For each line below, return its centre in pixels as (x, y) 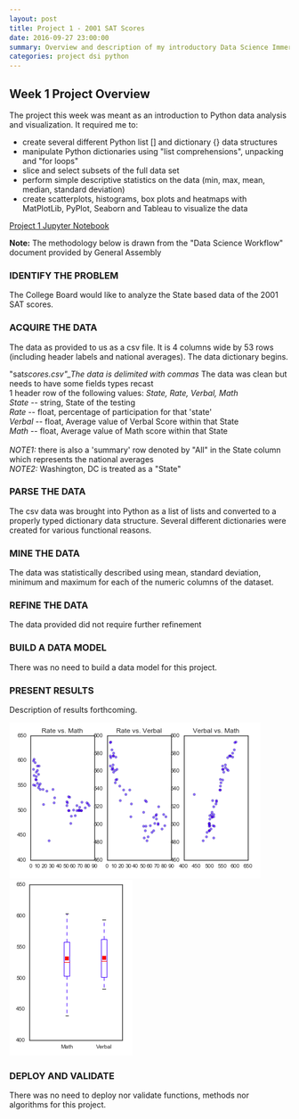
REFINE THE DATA (49, 605)
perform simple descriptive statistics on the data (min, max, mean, (143, 179)
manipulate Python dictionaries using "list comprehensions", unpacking (153, 151)
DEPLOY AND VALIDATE (62, 1075)
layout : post (33, 19)
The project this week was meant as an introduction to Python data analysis (148, 115)
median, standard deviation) (73, 189)
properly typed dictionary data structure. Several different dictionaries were (148, 520)
